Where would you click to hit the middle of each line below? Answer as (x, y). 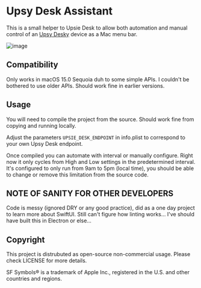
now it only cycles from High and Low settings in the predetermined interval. (101, 161)
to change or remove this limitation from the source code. (77, 174)
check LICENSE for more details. (47, 261)
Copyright (26, 239)
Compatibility (32, 65)
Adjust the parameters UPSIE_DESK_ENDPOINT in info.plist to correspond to (96, 137)
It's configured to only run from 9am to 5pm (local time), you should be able (100, 168)
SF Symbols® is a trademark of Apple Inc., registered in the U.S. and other (98, 272)
